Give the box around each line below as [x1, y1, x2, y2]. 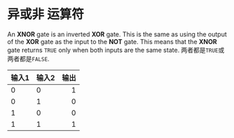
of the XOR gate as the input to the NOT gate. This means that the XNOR [7, 37, 217, 46]
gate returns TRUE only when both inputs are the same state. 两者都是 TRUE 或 [7, 46, 225, 54]
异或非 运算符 [7, 6, 84, 22]
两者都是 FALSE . [7, 54, 50, 63]
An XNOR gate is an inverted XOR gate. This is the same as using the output [7, 29, 227, 39]
